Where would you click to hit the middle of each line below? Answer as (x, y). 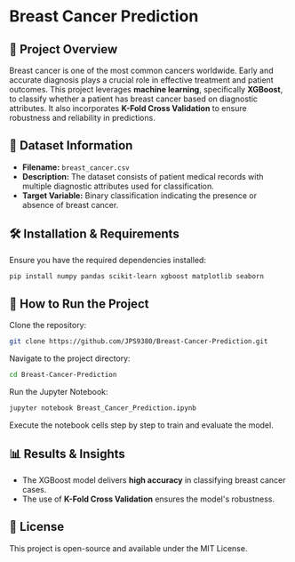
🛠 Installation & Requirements (94, 234)
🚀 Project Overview (64, 49)
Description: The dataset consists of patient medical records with (143, 176)
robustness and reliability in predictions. (82, 118)
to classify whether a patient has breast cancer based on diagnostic (134, 99)
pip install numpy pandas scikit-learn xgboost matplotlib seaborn (137, 276)
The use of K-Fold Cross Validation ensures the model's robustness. (148, 499)
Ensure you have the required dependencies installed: (108, 260)
